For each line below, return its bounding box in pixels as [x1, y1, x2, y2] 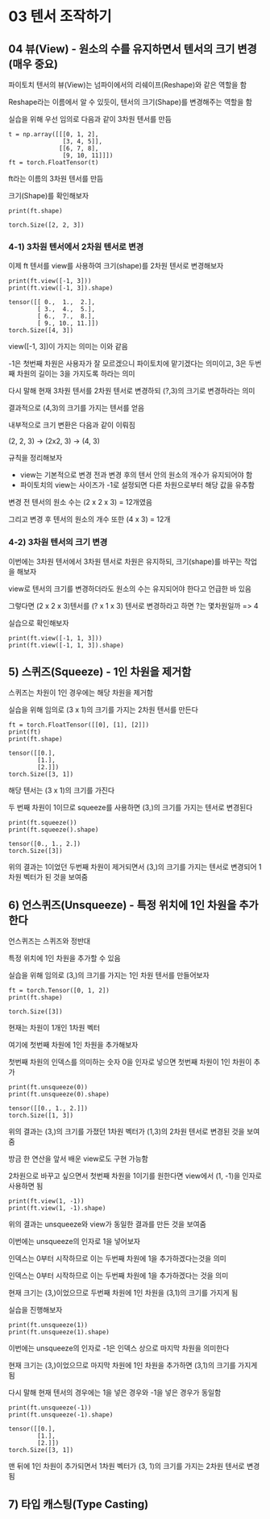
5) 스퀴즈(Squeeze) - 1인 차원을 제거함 [8, 664, 192, 678]
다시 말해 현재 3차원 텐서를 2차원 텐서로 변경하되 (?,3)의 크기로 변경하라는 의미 [8, 386, 255, 396]
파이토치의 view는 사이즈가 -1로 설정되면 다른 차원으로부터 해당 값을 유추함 [19, 481, 255, 490]
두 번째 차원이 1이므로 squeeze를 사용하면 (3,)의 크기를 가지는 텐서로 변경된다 [8, 803, 253, 813]
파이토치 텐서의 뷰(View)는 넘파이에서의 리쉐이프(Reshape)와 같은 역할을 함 [8, 80, 247, 89]
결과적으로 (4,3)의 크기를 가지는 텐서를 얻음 [8, 403, 145, 413]
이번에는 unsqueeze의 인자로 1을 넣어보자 [8, 1237, 141, 1246]
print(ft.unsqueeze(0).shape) [8, 1090, 110, 1099]
